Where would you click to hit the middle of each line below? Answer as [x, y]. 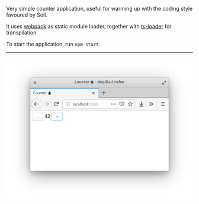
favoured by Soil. [27, 15]
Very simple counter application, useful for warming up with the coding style [99, 9]
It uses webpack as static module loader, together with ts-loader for [89, 26]
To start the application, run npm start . [53, 44]
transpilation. [22, 33]
